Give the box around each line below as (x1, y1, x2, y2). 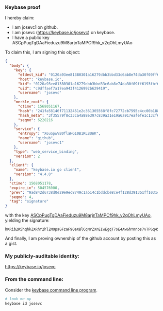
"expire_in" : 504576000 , (9, 185, 60, 190)
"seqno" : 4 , (9, 194, 34, 200)
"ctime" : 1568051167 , (17, 104, 62, 109)
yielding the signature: (5, 218, 50, 223)
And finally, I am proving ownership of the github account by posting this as (5, 236, 156, 241)
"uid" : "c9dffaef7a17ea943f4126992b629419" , (17, 86, 110, 91)
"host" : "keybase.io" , (17, 77, 64, 82)
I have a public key (12, 35, 50, 40)
